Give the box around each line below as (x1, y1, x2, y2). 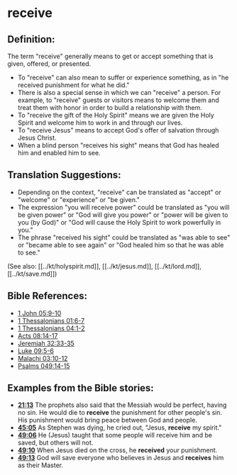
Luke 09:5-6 (17, 346, 55, 355)
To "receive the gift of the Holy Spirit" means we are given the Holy (17, 111, 214, 119)
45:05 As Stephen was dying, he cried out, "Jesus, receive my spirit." (17, 423, 222, 432)
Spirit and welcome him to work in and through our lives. (17, 118, 183, 127)
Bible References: (7, 290, 87, 302)
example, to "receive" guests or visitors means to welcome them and (17, 96, 220, 104)
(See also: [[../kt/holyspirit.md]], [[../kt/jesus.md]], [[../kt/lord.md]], (7, 262, 202, 270)
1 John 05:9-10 (17, 308, 62, 317)
